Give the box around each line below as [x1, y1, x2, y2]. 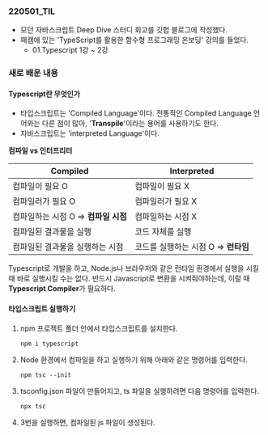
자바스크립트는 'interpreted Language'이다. [19, 129, 160, 138]
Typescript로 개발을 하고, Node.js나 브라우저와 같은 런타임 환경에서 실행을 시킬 [8, 264, 259, 273]
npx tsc [19, 402, 46, 410]
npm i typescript [19, 340, 79, 348]
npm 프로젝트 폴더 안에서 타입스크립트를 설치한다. [19, 323, 178, 333]
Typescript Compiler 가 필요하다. [8, 284, 116, 294]
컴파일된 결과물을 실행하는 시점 [12, 241, 124, 252]
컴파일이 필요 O [12, 180, 69, 192]
